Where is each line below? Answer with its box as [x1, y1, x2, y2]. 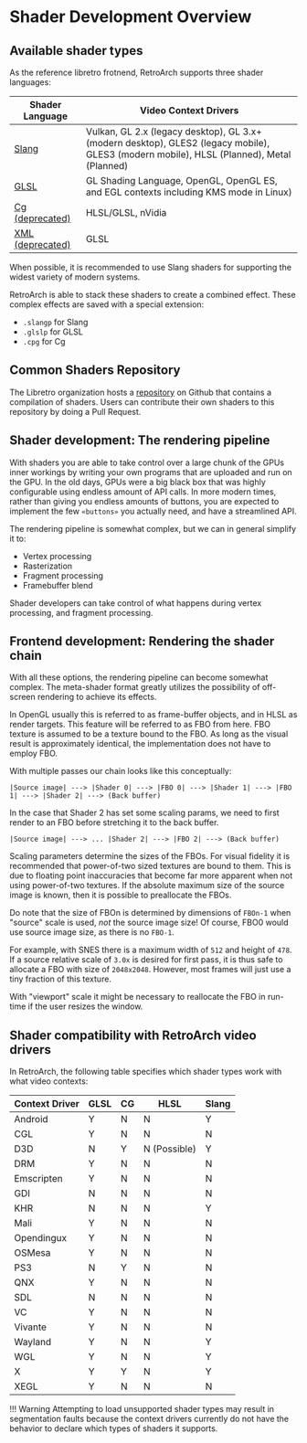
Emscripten [14, 1172, 63, 1185]
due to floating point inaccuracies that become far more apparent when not [9, 870, 293, 881]
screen [9, 692, 37, 703]
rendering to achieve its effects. [37, 692, 157, 703]
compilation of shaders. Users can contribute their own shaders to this [9, 396, 275, 408]
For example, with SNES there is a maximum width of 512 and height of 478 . [9, 944, 292, 956]
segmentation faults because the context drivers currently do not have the [9, 1414, 290, 1425]
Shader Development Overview [9, 6, 252, 27]
